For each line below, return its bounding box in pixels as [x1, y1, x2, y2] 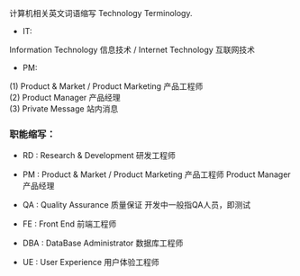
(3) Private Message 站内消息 [9, 103, 119, 114]
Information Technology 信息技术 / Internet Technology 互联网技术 [9, 44, 255, 55]
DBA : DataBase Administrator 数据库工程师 [22, 237, 184, 249]
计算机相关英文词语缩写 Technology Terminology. [9, 8, 193, 18]
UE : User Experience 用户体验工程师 [22, 257, 159, 268]
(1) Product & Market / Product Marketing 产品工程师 [9, 81, 204, 92]
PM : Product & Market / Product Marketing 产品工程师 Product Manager [22, 169, 291, 180]
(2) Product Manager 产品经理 [9, 93, 122, 102]
